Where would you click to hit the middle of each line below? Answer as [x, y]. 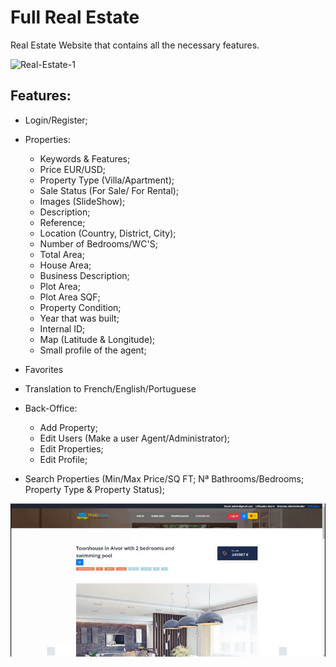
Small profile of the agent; [93, 350]
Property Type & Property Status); [95, 489]
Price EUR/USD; [73, 169]
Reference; [62, 222]
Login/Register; [56, 120]
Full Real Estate [75, 17]
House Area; [65, 265]
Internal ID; [62, 328]
